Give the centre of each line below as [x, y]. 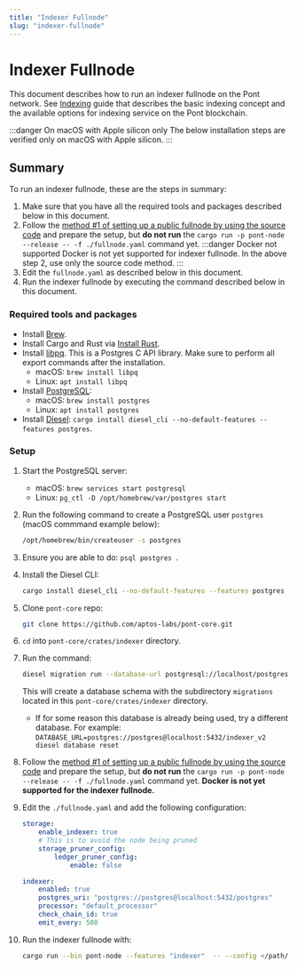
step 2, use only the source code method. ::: [103, 263]
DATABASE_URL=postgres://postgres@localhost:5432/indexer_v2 [150, 738]
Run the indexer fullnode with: [77, 940]
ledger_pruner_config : [96, 857]
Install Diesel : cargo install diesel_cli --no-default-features [139, 419]
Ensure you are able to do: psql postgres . [100, 557]
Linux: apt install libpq [81, 381]
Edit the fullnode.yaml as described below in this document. [133, 273]
